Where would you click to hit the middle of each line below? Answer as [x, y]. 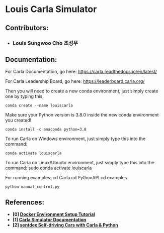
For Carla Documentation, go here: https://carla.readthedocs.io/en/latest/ [81, 72]
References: [25, 202]
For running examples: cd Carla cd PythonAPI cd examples [66, 178]
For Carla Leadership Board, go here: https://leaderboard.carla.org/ [75, 81]
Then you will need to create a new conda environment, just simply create [82, 91]
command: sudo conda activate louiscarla [49, 168]
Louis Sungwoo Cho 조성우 [45, 43]
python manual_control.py [32, 187]
